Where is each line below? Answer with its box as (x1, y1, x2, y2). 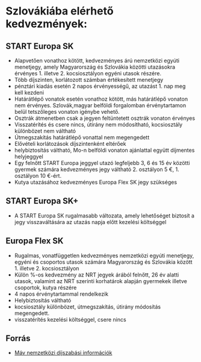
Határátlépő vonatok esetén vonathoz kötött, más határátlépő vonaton (14, 95, 188, 102)
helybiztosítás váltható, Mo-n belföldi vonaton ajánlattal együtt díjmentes (14, 146, 195, 154)
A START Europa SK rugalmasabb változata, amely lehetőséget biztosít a (14, 212, 195, 219)
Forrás (5, 333, 31, 344)
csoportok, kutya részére (14, 284, 77, 291)
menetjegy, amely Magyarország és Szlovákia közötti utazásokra (14, 63, 176, 70)
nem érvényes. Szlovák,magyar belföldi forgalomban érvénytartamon (14, 102, 187, 109)
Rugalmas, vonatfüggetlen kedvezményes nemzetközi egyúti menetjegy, (14, 252, 194, 259)
